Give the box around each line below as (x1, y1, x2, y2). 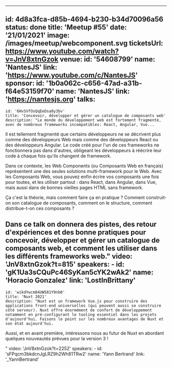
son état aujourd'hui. (5, 321, 54, 326)
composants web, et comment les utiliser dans (5, 244, 158, 253)
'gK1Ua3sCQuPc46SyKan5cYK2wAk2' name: (5, 268, 154, 277)
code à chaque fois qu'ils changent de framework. (5, 153, 112, 159)
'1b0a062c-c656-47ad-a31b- (46, 79, 142, 88)
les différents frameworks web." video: (5, 252, 133, 261)
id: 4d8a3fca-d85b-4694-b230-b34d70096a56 (5, 15, 164, 24)
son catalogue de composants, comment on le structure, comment (12, 200, 153, 206)
